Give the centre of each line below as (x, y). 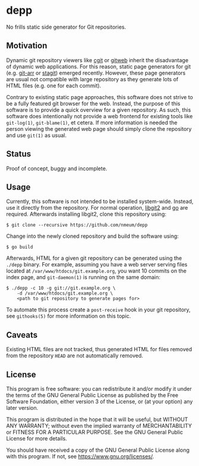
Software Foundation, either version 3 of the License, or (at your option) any (99, 401)
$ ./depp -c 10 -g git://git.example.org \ (61, 288)
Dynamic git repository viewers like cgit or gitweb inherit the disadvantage (97, 60)
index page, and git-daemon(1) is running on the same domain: (83, 277)
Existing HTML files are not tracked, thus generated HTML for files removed (99, 349)
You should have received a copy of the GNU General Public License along (98, 450)
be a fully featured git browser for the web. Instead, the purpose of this (93, 103)
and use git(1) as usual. (36, 135)
